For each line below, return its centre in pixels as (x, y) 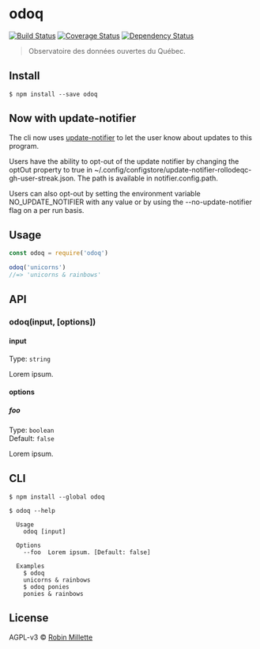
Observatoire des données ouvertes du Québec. (107, 51)
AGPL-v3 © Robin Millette (51, 637)
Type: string (30, 359)
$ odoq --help (32, 510)
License (29, 618)
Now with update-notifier (73, 118)
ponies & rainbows (53, 594)
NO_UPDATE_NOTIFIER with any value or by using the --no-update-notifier (130, 202)
